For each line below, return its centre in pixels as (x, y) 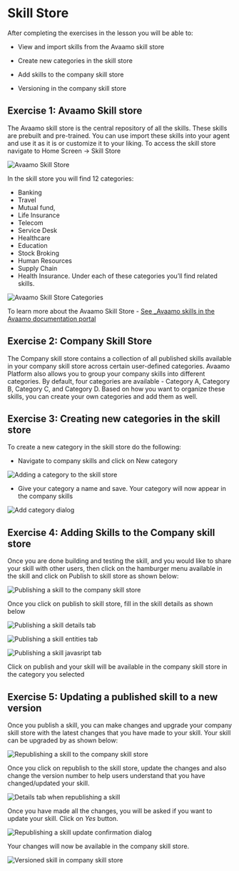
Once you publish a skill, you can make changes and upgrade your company (120, 725)
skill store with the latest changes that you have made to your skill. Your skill (119, 733)
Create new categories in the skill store (75, 60)
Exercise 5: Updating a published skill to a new (113, 697)
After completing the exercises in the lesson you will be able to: (101, 33)
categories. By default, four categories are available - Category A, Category (119, 381)
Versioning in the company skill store (72, 88)
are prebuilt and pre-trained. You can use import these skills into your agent (119, 135)
